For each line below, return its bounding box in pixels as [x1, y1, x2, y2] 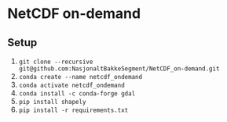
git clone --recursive [18, 58, 93, 66]
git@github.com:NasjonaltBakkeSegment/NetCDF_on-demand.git [18, 65, 220, 73]
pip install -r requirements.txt [18, 106, 129, 114]
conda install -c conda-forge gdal [18, 90, 136, 98]
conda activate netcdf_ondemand [18, 81, 125, 89]
